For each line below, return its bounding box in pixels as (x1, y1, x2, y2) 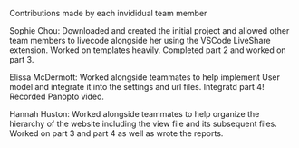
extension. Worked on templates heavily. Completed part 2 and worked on (9, 44, 287, 55)
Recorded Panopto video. (9, 91, 104, 102)
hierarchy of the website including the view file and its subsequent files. (9, 118, 278, 129)
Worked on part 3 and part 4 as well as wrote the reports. (9, 128, 224, 139)
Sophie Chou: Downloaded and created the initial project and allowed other (9, 25, 290, 35)
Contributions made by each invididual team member (9, 8, 207, 18)
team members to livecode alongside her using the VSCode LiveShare (9, 35, 271, 45)
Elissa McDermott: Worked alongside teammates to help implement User (9, 72, 281, 83)
